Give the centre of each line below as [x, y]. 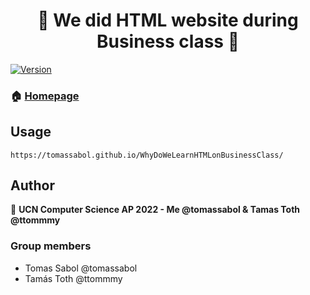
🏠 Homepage [45, 96]
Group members [51, 246]
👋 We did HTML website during [168, 20]
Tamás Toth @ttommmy [73, 278]
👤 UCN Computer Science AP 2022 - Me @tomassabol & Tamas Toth [155, 210]
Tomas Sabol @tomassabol [81, 268]
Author [32, 185]
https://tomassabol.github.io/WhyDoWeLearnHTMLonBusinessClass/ [147, 155]
